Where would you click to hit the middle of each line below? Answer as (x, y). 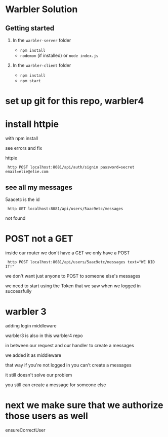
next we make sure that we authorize (84, 405)
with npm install (22, 139)
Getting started (30, 28)
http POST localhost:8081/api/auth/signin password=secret (71, 167)
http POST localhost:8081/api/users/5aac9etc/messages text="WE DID (81, 262)
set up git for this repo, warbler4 (75, 101)
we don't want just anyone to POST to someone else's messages (73, 276)
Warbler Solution (41, 9)
